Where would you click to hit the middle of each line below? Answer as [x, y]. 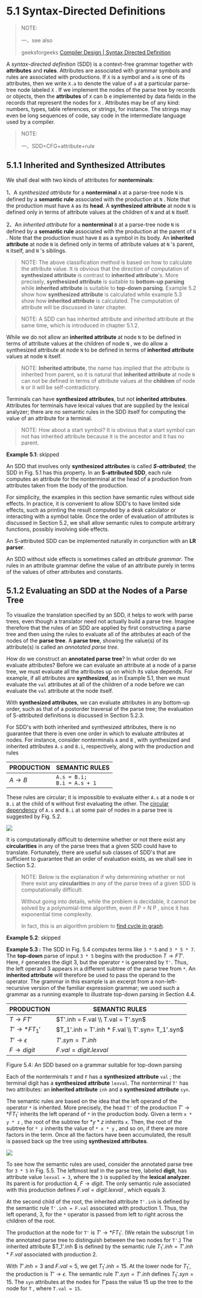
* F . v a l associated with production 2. [52, 1255]
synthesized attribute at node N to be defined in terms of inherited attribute [100, 350]
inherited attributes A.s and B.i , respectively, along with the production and [100, 746]
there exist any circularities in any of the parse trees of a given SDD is [108, 883]
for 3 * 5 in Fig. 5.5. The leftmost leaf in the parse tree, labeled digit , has [96, 1171]
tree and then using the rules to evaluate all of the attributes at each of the [99, 634]
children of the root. [31, 1221]
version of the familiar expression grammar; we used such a [105, 988]
